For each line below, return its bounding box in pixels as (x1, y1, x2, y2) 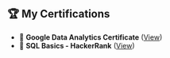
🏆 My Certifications (7, 7, 110, 21)
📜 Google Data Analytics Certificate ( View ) (18, 32, 163, 42)
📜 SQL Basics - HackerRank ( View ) (18, 41, 136, 50)
